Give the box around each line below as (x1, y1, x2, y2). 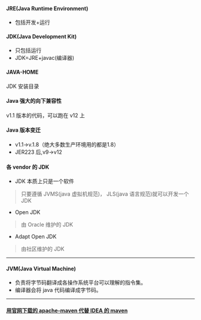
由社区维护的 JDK (20, 245, 65, 252)
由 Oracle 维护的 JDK (20, 221, 74, 228)
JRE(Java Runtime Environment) (6, 5, 89, 12)
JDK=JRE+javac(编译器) (14, 54, 75, 62)
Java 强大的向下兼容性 (6, 97, 62, 105)
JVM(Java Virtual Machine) (6, 265, 77, 272)
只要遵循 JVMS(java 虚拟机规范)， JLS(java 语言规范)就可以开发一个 (20, 190, 190, 197)
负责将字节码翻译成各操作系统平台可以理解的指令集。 (14, 279, 147, 287)
